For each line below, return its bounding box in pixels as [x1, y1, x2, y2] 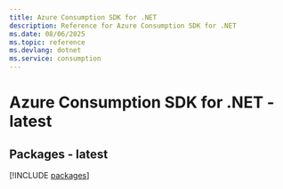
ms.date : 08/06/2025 [9, 29, 86, 38]
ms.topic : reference [9, 37, 86, 47]
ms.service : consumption [9, 54, 101, 63]
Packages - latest [9, 146, 109, 161]
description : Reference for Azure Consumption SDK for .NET [9, 21, 238, 30]
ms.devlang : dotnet [9, 46, 82, 55]
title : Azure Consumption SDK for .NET [9, 12, 158, 22]
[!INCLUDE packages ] [9, 170, 90, 180]
